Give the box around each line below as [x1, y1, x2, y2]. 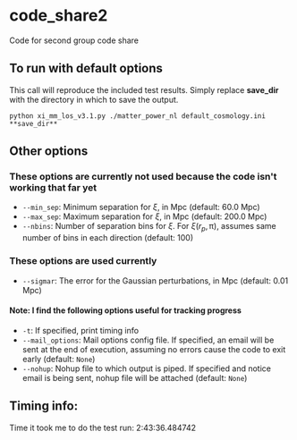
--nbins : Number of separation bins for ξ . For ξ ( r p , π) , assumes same [21, 221, 276, 233]
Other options [9, 144, 89, 159]
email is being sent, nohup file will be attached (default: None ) [21, 372, 248, 383]
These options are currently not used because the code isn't [9, 171, 277, 183]
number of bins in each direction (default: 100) [21, 233, 194, 243]
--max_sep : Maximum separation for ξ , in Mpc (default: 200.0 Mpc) [21, 211, 267, 222]
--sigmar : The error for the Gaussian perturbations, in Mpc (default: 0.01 [21, 275, 289, 286]
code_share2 [9, 5, 108, 26]
